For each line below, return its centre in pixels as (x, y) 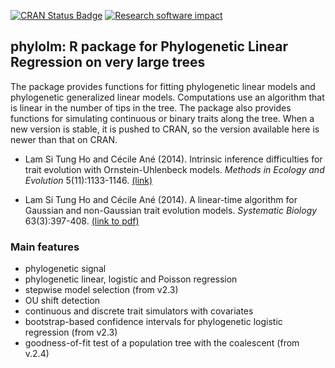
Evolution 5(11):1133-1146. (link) (88, 180)
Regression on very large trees (108, 62)
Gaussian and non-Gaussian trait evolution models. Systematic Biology (171, 210)
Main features (45, 247)
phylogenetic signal (65, 269)
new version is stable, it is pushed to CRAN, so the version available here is (165, 129)
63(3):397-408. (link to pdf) (82, 221)
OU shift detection (62, 301)
